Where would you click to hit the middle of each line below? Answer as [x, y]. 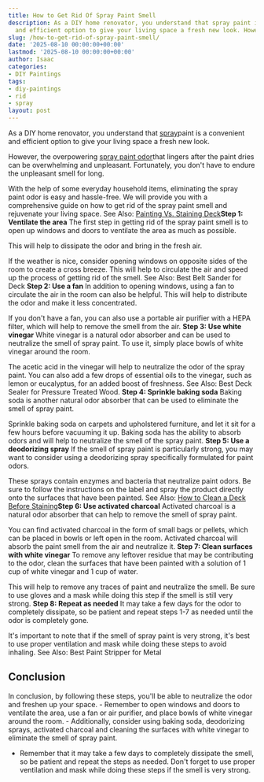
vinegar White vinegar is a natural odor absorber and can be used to [119, 335]
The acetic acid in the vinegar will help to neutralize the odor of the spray [126, 367]
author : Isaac [31, 60]
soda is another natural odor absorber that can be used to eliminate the [123, 400]
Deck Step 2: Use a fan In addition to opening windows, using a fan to [121, 286]
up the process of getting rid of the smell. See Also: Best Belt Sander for [125, 278]
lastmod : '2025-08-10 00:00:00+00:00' [71, 52]
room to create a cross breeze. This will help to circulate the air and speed [128, 269]
